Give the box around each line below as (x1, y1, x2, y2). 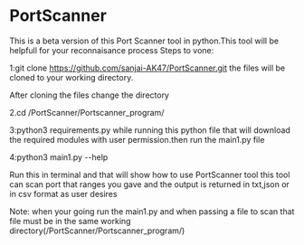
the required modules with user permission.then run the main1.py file (9, 134, 265, 145)
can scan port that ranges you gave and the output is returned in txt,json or (9, 178, 290, 190)
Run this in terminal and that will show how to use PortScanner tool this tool (9, 169, 290, 180)
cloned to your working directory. (9, 71, 134, 82)
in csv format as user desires (9, 188, 118, 199)
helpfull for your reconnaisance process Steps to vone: (9, 44, 214, 55)
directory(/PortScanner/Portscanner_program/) (9, 225, 185, 236)
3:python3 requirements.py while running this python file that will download (9, 124, 291, 136)
